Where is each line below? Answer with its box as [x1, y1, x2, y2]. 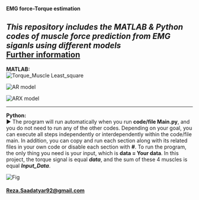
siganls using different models [6, 41, 121, 51]
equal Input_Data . [6, 162, 51, 169]
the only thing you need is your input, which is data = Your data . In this [6, 149, 179, 156]
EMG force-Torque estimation [6, 5, 81, 12]
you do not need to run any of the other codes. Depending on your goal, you [6, 124, 192, 131]
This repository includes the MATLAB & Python [6, 22, 184, 32]
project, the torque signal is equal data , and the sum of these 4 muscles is [6, 156, 188, 163]
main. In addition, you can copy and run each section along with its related [6, 137, 188, 144]
